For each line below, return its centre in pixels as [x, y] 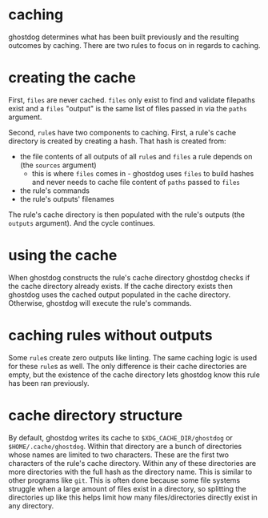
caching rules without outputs [110, 335]
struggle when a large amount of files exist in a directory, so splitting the [127, 488]
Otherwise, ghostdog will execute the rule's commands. [100, 303]
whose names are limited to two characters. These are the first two [119, 455]
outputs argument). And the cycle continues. [82, 223]
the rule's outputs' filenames [67, 199]
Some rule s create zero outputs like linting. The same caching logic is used [133, 357]
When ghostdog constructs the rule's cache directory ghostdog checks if [129, 277]
